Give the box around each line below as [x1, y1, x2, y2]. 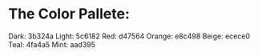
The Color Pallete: [8, 5, 131, 23]
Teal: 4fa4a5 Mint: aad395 [8, 39, 96, 49]
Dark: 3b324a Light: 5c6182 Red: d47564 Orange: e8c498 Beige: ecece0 [8, 31, 251, 41]
